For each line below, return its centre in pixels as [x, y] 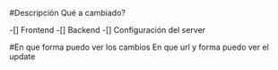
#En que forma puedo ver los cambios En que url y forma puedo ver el [139, 47]
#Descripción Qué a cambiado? [67, 13]
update [22, 56]
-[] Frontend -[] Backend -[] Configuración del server [108, 30]
